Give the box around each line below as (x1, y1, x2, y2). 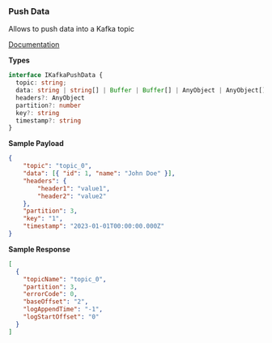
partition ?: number (15, 101, 82, 109)
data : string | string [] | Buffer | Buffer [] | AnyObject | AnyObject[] (15, 87, 266, 95)
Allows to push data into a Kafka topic (8, 24, 135, 34)
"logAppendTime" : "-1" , (23, 306, 104, 314)
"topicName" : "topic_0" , (23, 275, 107, 283)
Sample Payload (8, 139, 65, 148)
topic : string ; (15, 79, 67, 87)
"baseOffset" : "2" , (23, 298, 89, 306)
